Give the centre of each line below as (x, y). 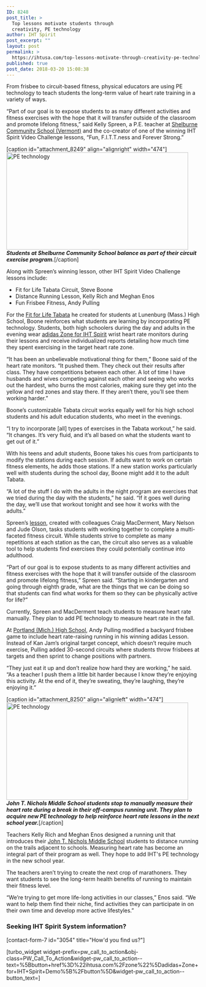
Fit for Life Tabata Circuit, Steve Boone (64, 290)
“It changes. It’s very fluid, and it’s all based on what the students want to (99, 435)
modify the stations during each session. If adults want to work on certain (99, 460)
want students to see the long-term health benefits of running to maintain (99, 879)
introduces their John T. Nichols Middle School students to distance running (102, 841)
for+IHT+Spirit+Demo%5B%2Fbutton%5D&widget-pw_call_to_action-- (96, 971)
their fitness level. (29, 886)
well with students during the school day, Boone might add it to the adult (98, 473)
